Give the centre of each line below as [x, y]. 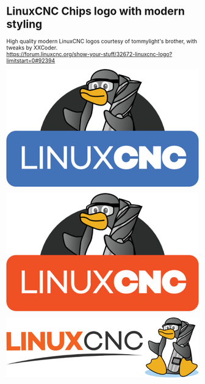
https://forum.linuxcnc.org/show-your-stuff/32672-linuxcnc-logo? [89, 54]
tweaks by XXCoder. [32, 48]
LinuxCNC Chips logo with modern [95, 11]
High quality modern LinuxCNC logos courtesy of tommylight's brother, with [102, 41]
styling [24, 24]
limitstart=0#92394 [31, 60]
